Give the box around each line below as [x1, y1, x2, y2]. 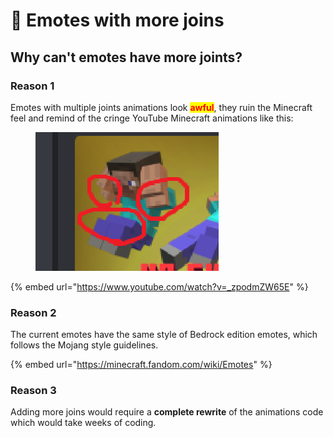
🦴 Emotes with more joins [10, 9, 225, 32]
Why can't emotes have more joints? [10, 49, 243, 66]
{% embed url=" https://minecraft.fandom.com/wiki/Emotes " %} [10, 359, 273, 371]
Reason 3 [10, 384, 57, 398]
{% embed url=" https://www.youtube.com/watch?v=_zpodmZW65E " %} [10, 280, 309, 293]
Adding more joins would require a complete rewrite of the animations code [10, 406, 324, 418]
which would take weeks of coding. [10, 417, 157, 429]
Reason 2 [10, 305, 57, 319]
